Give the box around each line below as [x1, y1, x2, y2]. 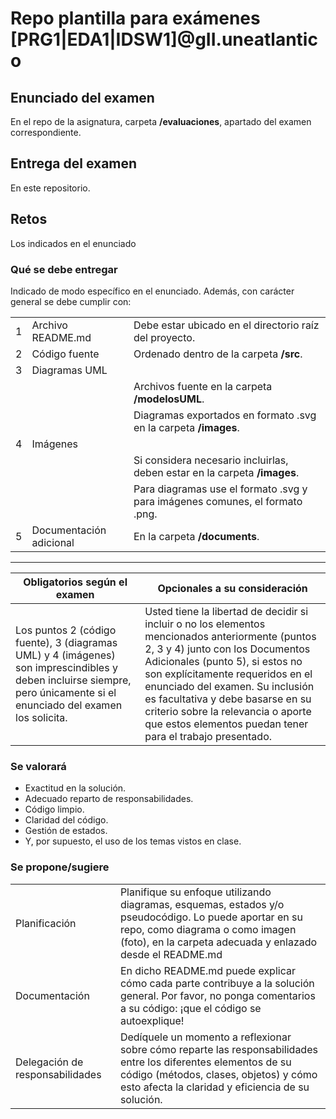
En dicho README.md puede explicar [119, 963, 296, 977]
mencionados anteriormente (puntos [144, 629, 317, 643]
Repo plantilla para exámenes [10, 7, 261, 30]
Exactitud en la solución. [24, 782, 127, 794]
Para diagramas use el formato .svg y [133, 482, 308, 496]
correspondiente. [10, 127, 82, 138]
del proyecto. [133, 330, 196, 344]
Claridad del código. [24, 814, 109, 826]
